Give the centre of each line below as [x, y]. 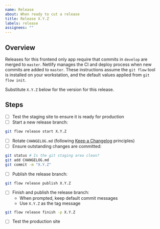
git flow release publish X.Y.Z [38, 183]
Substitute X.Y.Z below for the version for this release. [60, 89]
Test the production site [36, 221]
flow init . [16, 80]
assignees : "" [20, 28]
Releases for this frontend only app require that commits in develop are [76, 59]
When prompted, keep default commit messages [69, 198]
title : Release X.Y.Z [27, 19]
